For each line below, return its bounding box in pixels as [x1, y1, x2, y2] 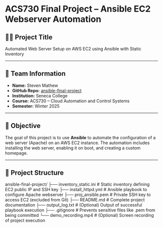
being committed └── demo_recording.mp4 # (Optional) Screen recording [5, 212, 154, 218]
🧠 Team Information [5, 69, 66, 78]
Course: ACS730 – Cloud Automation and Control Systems [12, 98, 130, 104]
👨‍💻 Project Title [5, 33, 52, 41]
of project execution [5, 217, 45, 224]
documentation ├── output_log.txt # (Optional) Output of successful [5, 202, 142, 208]
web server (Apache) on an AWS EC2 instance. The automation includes [5, 140, 150, 146]
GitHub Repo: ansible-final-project [12, 87, 82, 93]
